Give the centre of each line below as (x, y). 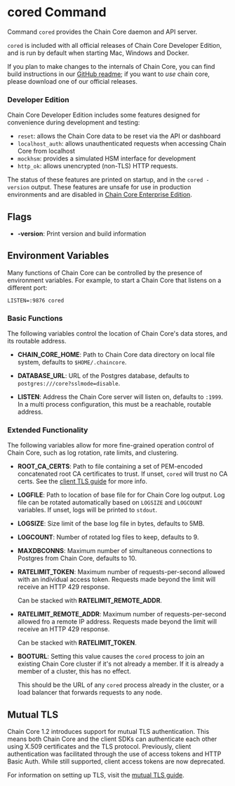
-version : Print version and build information (82, 234)
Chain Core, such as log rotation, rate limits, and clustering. (93, 453)
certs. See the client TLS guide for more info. (82, 481)
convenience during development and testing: (74, 122)
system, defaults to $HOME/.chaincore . (72, 362)
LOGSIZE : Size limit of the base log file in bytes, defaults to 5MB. (111, 524)
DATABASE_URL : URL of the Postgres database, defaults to (103, 376)
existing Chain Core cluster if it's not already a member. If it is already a (121, 664)
